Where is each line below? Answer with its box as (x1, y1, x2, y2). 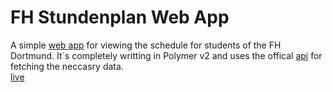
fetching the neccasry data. (10, 60, 124, 72)
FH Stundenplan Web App (10, 6, 230, 29)
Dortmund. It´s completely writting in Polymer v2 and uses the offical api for (10, 49, 323, 61)
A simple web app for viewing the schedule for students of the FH (10, 39, 282, 51)
